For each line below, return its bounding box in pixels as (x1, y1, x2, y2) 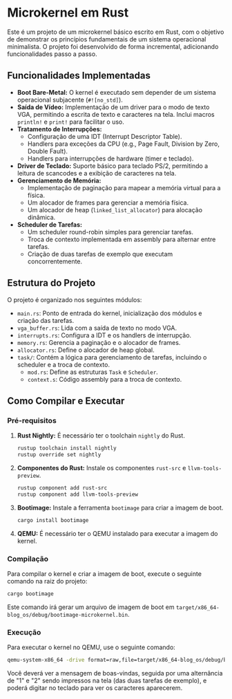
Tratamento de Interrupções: (17, 124, 102, 133)
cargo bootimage (7, 590, 54, 597)
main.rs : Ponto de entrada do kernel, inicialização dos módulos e (17, 309, 202, 317)
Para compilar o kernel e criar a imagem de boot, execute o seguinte (7, 569, 202, 578)
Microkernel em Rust (7, 5, 129, 21)
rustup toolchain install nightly (17, 445, 117, 452)
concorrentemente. (27, 257, 83, 265)
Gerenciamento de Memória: (17, 176, 101, 185)
